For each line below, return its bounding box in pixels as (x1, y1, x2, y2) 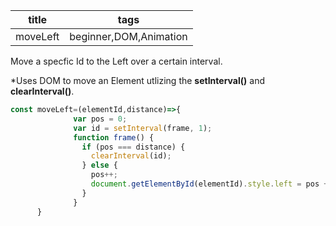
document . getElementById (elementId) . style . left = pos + (90, 179, 329, 189)
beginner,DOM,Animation (69, 30, 188, 43)
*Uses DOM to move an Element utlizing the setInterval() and (10, 75, 265, 86)
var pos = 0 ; (73, 114, 128, 124)
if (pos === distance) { (81, 142, 186, 152)
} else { (81, 160, 118, 171)
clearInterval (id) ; (90, 151, 172, 161)
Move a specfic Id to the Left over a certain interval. (10, 55, 223, 67)
